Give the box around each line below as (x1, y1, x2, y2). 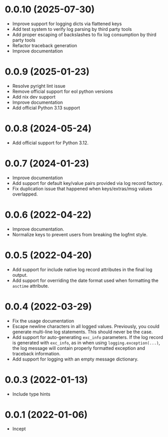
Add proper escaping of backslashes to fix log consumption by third (12, 31, 157, 37)
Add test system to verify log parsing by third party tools (12, 26, 132, 32)
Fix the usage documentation (12, 317, 74, 324)
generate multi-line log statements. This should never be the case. (12, 329, 153, 335)
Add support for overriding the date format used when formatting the (12, 277, 159, 283)
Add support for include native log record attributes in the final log (12, 266, 153, 273)
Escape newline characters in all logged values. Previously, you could (12, 323, 160, 329)
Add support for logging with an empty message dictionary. (12, 356, 139, 362)
